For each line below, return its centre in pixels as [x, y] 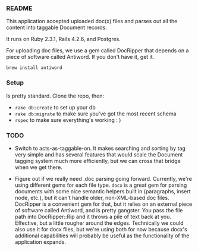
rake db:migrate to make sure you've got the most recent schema [95, 114]
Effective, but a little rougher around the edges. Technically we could [99, 223]
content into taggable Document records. [56, 27]
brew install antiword [34, 68]
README [19, 8]
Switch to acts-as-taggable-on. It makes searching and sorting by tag [100, 148]
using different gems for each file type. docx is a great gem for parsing [101, 185]
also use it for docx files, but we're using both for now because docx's [101, 229]
